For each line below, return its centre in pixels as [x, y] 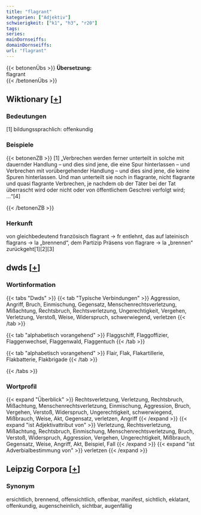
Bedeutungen [26, 116]
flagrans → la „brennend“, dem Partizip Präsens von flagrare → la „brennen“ [100, 243]
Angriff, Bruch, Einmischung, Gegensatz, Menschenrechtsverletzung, [92, 304]
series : [16, 34]
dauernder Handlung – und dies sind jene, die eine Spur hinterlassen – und [98, 164]
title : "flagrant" [29, 12]
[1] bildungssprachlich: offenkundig [50, 129]
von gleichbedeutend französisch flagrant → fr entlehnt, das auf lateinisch [98, 237]
